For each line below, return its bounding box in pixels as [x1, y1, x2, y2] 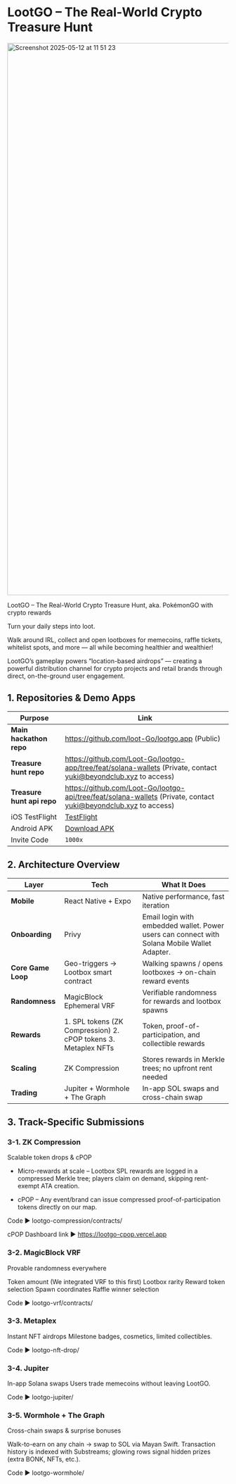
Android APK [11, 823, 53, 833]
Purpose [20, 712, 49, 722]
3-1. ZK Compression [7, 1137, 81, 1147]
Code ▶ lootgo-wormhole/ [7, 1469, 84, 1477]
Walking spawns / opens [142, 958, 223, 968]
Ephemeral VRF [64, 1000, 116, 1010]
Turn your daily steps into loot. [7, 622, 96, 630]
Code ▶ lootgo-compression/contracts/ [7, 1216, 123, 1225]
